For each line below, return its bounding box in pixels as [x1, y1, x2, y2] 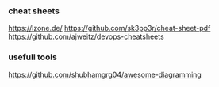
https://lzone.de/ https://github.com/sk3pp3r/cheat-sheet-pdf [8, 24, 211, 33]
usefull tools [8, 51, 58, 62]
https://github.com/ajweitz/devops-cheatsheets [8, 32, 164, 41]
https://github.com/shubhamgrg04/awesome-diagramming [8, 70, 202, 79]
